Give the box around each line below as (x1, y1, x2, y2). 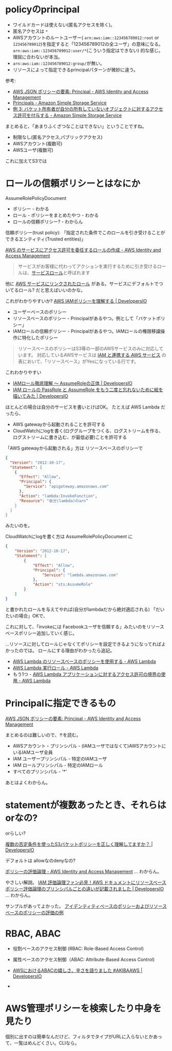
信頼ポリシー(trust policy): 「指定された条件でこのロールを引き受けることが (5, 229, 165, 235)
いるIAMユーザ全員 (12, 749, 53, 755)
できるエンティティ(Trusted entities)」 (5, 236, 86, 242)
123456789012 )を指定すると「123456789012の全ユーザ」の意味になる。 (12, 41, 163, 47)
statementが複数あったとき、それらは (5, 799, 166, 811)
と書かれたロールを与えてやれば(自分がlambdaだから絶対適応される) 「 (5, 606, 156, 612)
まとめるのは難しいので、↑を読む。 (5, 732, 81, 738)
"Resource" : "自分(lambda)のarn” (18, 498, 88, 503)
